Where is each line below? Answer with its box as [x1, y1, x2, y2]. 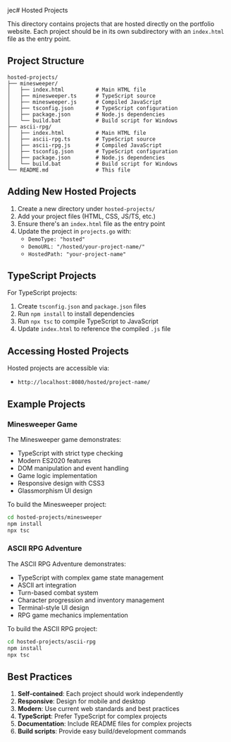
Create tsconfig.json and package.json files [17, 302, 146, 311]
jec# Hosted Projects [7, 6, 68, 14]
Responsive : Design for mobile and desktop [17, 697, 146, 705]
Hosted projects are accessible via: [7, 364, 110, 373]
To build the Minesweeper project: [7, 500, 107, 508]
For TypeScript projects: [7, 289, 77, 297]
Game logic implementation [17, 471, 97, 479]
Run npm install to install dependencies [17, 310, 135, 318]
